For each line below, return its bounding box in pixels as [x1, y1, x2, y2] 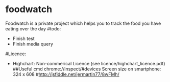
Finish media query [12, 40, 54, 47]
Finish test [12, 35, 35, 42]
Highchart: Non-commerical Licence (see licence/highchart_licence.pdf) [12, 60, 165, 66]
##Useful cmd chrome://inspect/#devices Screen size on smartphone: [12, 66, 161, 72]
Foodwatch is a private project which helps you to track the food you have [5, 20, 161, 26]
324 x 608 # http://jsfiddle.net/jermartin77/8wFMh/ [12, 71, 120, 77]
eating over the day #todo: [5, 25, 61, 31]
